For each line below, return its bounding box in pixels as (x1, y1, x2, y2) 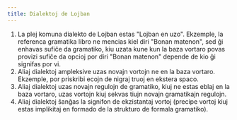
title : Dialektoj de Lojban (7, 10, 91, 18)
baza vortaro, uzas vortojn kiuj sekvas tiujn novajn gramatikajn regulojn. (17, 90, 227, 98)
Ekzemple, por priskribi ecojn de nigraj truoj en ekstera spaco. (17, 75, 200, 83)
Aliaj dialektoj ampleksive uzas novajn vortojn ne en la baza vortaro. (17, 67, 216, 76)
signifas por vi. (17, 59, 62, 68)
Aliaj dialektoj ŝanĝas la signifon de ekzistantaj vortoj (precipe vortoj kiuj (17, 97, 229, 106)
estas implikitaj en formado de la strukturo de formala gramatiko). (17, 104, 209, 113)
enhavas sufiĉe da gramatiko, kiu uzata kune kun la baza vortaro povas (17, 44, 225, 53)
